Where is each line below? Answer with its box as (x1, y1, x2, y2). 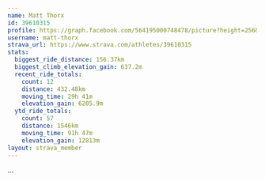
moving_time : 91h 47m (21, 129, 93, 137)
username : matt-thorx (7, 33, 79, 42)
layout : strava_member (7, 144, 82, 152)
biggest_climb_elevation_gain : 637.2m (14, 63, 143, 71)
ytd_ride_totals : (14, 107, 72, 115)
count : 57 (21, 115, 55, 123)
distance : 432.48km (21, 85, 86, 93)
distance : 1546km (21, 122, 79, 130)
